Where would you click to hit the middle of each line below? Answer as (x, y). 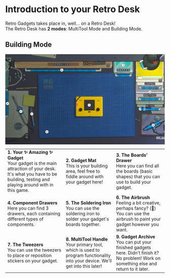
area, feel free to (83, 171)
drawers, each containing (34, 213)
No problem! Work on (138, 258)
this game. (18, 190)
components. (21, 224)
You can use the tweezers (34, 250)
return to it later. (133, 269)
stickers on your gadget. (33, 261)
